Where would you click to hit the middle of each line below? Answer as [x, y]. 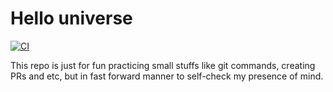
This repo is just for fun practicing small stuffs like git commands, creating [163, 65]
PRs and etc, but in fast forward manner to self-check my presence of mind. [167, 76]
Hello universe [71, 18]
